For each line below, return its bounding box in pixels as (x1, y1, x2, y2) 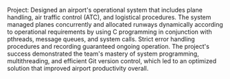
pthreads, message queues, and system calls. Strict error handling (7, 35, 196, 43)
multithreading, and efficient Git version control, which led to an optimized (7, 57, 217, 65)
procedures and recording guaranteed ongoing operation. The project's (7, 43, 209, 50)
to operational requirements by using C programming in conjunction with (7, 27, 213, 36)
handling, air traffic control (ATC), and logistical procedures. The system (7, 13, 211, 21)
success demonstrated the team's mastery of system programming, (7, 49, 199, 58)
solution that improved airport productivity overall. (7, 65, 149, 72)
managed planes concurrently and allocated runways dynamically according (7, 21, 223, 28)
